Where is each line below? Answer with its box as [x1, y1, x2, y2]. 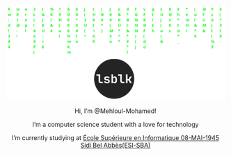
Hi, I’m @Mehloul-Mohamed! [74, 107, 157, 115]
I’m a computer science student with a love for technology [32, 121, 199, 129]
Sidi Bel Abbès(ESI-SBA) [80, 141, 151, 150]
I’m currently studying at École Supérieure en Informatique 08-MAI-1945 [11, 134, 220, 142]
